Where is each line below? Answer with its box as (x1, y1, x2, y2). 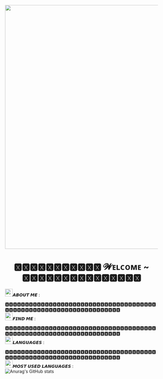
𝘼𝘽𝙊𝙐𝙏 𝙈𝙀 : (13, 292, 40, 298)
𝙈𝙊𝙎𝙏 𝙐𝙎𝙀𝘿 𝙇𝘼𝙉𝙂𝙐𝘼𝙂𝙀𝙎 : (13, 363, 74, 369)
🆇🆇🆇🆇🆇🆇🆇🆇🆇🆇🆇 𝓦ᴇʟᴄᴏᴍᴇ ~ (14, 261, 149, 273)
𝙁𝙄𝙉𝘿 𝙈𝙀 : (13, 316, 36, 321)
